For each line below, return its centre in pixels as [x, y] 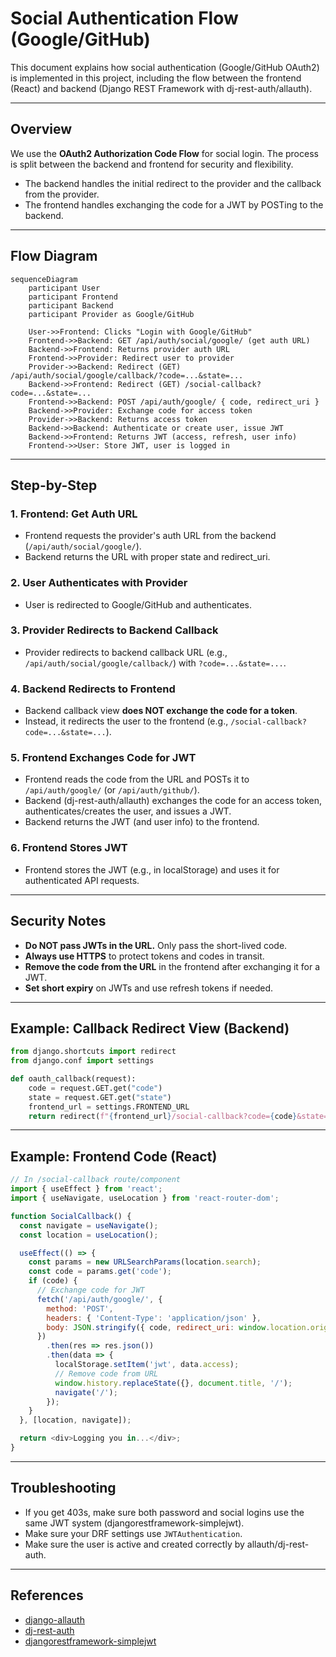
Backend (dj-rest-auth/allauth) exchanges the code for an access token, [173, 801]
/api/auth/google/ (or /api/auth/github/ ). [112, 790]
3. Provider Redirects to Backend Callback [114, 630]
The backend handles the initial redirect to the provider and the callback [173, 183]
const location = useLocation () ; [89, 1235]
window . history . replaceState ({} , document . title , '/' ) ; [173, 1383]
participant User [64, 288]
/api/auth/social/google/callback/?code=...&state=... [127, 375]
